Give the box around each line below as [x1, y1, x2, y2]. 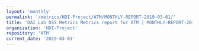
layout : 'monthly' [6, 8, 52, 15]
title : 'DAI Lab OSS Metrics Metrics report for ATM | [6, 19, 145, 25]
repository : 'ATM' [6, 30, 52, 36]
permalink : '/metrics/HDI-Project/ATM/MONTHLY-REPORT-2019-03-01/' [6, 14, 176, 20]
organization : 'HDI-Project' [6, 25, 78, 31]
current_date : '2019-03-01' [6, 36, 76, 42]
